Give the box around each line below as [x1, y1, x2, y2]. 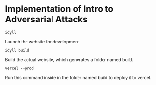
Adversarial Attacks [5, 14, 88, 25]
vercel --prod [5, 66, 34, 71]
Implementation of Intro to [5, 3, 114, 15]
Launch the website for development [5, 38, 79, 44]
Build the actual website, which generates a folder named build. [5, 56, 134, 62]
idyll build [5, 48, 29, 53]
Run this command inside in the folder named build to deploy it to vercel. [5, 74, 152, 80]
